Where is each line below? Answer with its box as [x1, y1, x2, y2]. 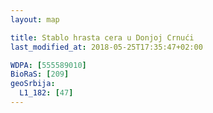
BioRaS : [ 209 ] [10, 69, 70, 80]
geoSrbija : [10, 79, 56, 89]
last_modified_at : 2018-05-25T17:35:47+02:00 [10, 42, 203, 52]
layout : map [10, 14, 60, 25]
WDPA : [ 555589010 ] [10, 60, 87, 70]
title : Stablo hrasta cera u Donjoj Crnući [10, 32, 195, 43]
